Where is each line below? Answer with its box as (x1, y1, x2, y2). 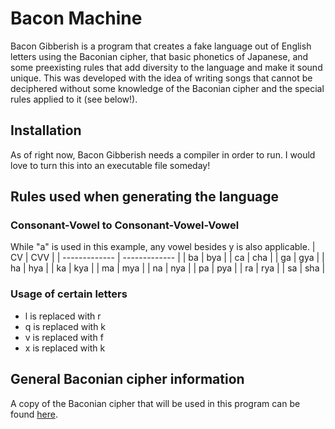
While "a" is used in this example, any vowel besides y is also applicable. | (10, 241, 316, 253)
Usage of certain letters (10, 287, 128, 301)
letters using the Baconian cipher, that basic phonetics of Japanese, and (10, 50, 309, 62)
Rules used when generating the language (10, 188, 279, 206)
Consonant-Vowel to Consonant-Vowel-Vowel (10, 218, 240, 232)
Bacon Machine (10, 7, 143, 30)
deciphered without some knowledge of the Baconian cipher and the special (10, 82, 325, 94)
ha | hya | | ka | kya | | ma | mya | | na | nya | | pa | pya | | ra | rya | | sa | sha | (10, 262, 326, 274)
